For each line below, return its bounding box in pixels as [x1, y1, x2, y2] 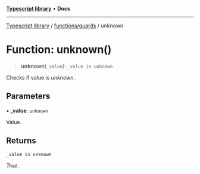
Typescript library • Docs [6, 5, 70, 12]
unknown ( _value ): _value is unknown [20, 62, 113, 69]
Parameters [6, 91, 51, 102]
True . [6, 162, 19, 169]
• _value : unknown [6, 107, 49, 114]
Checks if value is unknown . [6, 74, 76, 81]
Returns [6, 136, 37, 146]
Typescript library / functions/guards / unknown [6, 22, 124, 29]
